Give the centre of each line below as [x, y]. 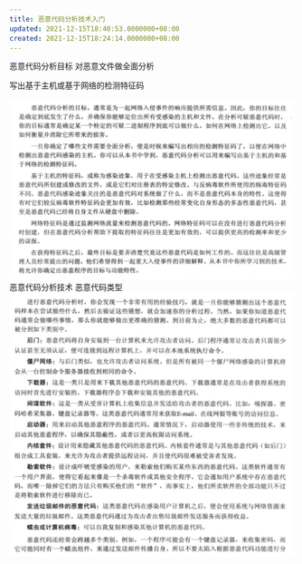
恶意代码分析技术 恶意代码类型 [66, 287]
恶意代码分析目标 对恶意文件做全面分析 [82, 66]
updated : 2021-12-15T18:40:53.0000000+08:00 [94, 29]
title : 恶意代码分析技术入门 [57, 19]
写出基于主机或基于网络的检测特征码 [77, 85]
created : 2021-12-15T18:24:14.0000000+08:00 [94, 38]
